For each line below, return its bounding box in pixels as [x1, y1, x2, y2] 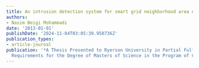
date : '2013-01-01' [6, 25, 54, 31]
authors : [6, 14, 28, 20]
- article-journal [6, 42, 52, 48]
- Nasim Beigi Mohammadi [6, 20, 68, 25]
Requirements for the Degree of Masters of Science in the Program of [11, 53, 190, 59]
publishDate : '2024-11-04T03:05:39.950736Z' [6, 31, 118, 37]
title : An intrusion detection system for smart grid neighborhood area [6, 8, 190, 15]
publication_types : [6, 36, 54, 42]
